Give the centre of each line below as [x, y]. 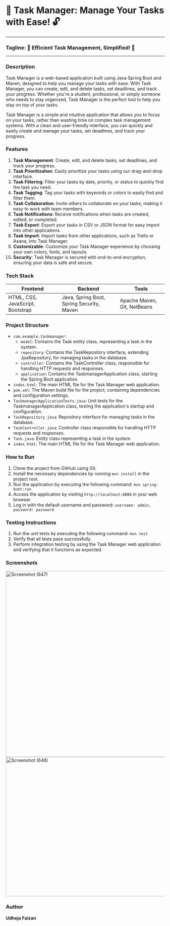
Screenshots [22, 563]
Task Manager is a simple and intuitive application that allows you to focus [83, 115]
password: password [34, 510]
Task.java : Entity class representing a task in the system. [72, 438]
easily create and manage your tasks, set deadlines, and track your [75, 131]
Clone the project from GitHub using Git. [55, 468]
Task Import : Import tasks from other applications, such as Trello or [83, 236]
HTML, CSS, [23, 298]
